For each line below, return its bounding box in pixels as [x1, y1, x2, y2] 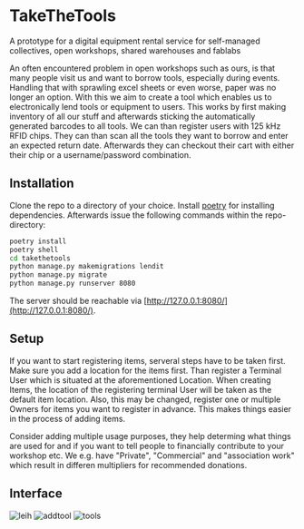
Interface [9, 486, 63, 502]
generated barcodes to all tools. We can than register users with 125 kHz [9, 120, 281, 132]
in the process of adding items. [9, 413, 125, 424]
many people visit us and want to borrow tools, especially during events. [9, 72, 280, 83]
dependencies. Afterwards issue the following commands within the [9, 210, 263, 220]
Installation [9, 176, 74, 191]
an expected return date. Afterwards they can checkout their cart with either [9, 140, 295, 151]
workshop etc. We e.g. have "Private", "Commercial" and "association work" [9, 450, 295, 461]
